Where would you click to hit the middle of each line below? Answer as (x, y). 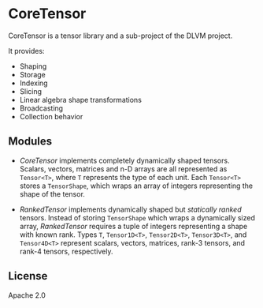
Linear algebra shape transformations (80, 100)
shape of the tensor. (52, 193)
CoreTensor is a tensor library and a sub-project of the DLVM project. (120, 36)
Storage (32, 74)
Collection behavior (51, 116)
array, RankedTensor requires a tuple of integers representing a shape (133, 226)
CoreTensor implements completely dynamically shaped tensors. (124, 160)
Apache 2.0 (27, 295)
